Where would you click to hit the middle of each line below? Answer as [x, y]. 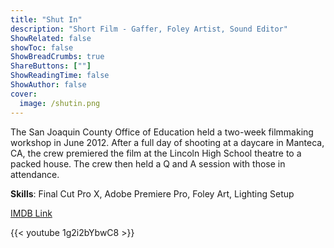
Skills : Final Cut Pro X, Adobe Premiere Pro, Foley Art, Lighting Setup [152, 193]
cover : [24, 94]
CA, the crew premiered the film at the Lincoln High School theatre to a [156, 153]
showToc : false [42, 47]
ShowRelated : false [51, 38]
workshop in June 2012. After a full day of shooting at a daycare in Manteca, [167, 142]
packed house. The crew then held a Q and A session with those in [148, 163]
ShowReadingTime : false [60, 76]
